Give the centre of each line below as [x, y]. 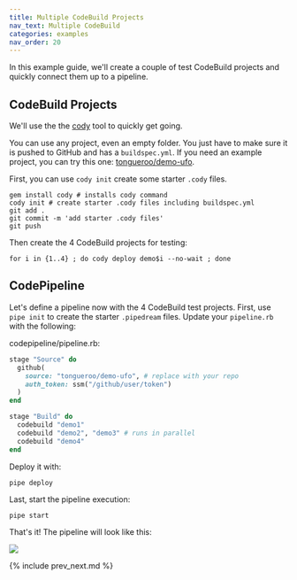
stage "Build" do [41, 417]
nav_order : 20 [35, 42]
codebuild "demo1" [51, 425]
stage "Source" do [43, 360]
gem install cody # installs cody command [88, 196]
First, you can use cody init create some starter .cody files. [118, 179]
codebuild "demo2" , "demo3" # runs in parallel [107, 433]
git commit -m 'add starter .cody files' [87, 219]
